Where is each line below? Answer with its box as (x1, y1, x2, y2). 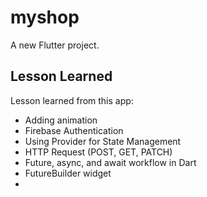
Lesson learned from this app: (10, 94, 134, 106)
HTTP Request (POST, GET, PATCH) (24, 146, 173, 158)
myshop (10, 6, 80, 29)
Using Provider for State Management (24, 135, 182, 147)
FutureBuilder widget (24, 167, 112, 179)
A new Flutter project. (10, 39, 100, 51)
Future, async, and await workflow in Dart (24, 156, 197, 168)
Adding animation (24, 114, 98, 126)
